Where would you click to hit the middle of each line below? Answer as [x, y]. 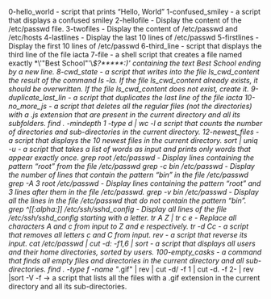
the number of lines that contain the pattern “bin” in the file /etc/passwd [128, 175]
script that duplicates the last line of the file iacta [161, 97]
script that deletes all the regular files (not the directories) [156, 106]
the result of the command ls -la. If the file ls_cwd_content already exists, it [133, 80]
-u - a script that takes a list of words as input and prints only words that [130, 149]
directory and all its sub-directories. [68, 286]
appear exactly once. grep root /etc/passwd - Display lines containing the [131, 158]
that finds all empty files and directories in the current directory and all [126, 261]
